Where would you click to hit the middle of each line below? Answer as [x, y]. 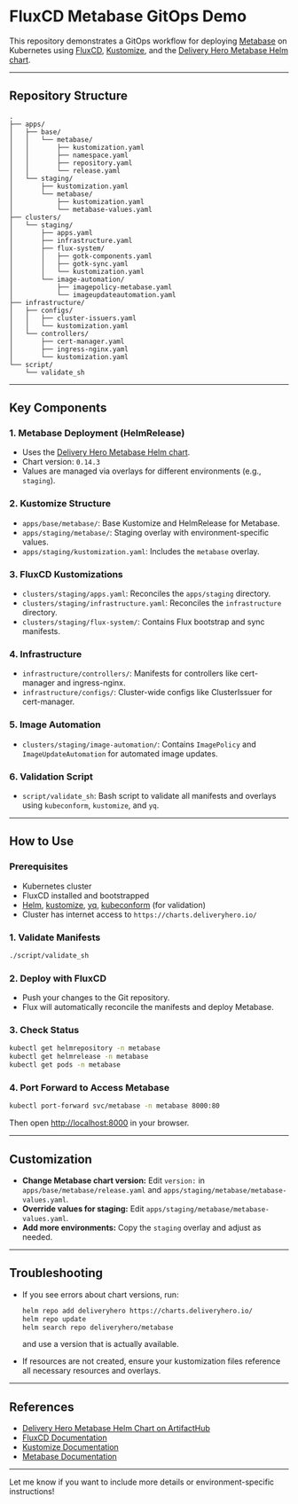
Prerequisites [39, 866]
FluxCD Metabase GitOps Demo [128, 16]
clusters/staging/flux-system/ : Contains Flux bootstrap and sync [143, 622]
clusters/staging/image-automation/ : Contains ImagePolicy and [139, 744]
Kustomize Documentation [71, 1447]
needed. [37, 1237]
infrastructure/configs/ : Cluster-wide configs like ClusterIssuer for [147, 693]
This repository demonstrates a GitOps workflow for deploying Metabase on [148, 41]
